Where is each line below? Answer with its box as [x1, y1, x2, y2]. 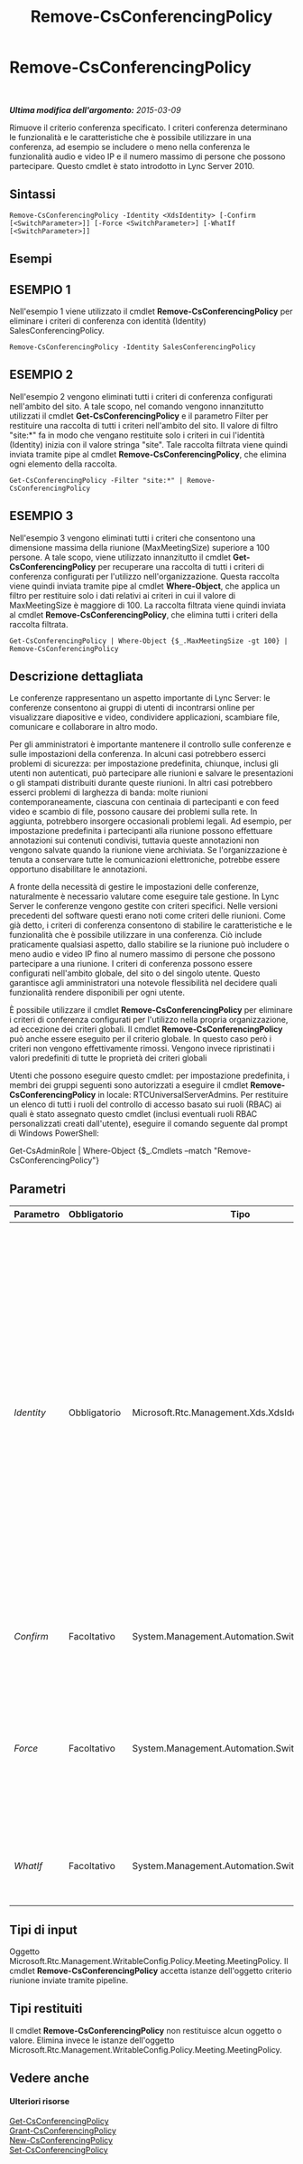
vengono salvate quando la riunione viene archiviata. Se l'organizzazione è [9, 845, 288, 855]
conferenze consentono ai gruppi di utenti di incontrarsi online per [9, 703, 255, 713]
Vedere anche [9, 2071, 90, 2086]
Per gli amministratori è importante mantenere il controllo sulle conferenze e [9, 739, 291, 750]
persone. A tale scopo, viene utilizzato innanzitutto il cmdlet [9, 552, 232, 562]
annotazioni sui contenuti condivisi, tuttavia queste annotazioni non [9, 835, 260, 846]
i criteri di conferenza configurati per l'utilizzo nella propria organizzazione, [9, 1015, 289, 1025]
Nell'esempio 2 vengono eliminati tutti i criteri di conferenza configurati [9, 391, 273, 402]
